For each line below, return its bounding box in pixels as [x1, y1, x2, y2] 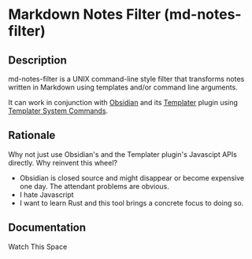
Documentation [8, 221, 87, 235]
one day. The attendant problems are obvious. [19, 181, 169, 191]
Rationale [8, 129, 56, 142]
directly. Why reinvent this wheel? [8, 158, 118, 167]
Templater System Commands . [8, 106, 109, 115]
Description [8, 53, 67, 67]
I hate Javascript [19, 190, 74, 199]
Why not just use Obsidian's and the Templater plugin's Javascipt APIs [8, 149, 238, 159]
